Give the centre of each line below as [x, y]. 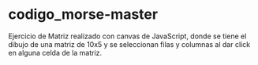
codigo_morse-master [83, 14]
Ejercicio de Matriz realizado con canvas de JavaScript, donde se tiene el [127, 36]
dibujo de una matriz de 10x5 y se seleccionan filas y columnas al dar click [129, 44]
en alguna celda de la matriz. [55, 52]
